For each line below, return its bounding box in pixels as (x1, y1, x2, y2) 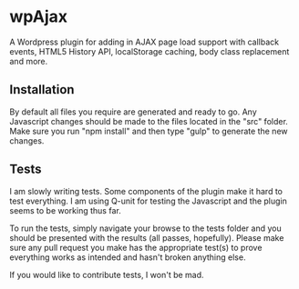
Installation (9, 82, 75, 97)
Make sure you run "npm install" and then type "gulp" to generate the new (9, 125, 289, 136)
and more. (9, 55, 48, 66)
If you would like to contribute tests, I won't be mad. (9, 269, 204, 280)
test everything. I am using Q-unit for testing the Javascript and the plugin (9, 195, 287, 206)
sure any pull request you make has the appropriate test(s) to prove (9, 242, 263, 253)
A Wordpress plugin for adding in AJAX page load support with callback (9, 36, 280, 47)
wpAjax (9, 6, 68, 27)
